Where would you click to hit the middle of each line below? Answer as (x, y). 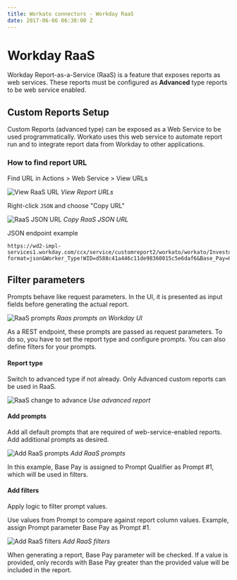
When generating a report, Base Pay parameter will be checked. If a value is (118, 555)
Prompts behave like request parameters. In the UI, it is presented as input (115, 297)
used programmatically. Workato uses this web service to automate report (115, 137)
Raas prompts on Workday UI (100, 318)
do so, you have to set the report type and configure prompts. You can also (116, 340)
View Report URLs (87, 192)
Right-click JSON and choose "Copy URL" (66, 205)
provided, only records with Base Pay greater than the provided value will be (118, 562)
